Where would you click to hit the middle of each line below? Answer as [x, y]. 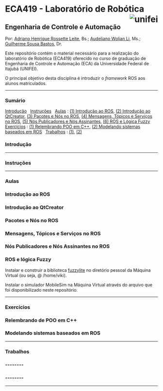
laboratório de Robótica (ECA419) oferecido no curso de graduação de [76, 58]
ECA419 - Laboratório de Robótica [75, 9]
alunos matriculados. [26, 83]
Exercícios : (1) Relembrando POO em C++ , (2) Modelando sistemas [73, 127]
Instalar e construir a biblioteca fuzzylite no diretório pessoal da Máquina [78, 270]
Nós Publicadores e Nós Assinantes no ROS [57, 246]
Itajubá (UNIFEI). [22, 69]
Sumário [15, 100]
